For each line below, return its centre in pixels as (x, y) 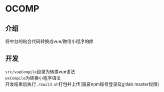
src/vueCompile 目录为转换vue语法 (40, 71)
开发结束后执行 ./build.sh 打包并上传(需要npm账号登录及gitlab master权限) (82, 84)
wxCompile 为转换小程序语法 (33, 77)
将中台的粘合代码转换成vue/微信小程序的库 (49, 41)
